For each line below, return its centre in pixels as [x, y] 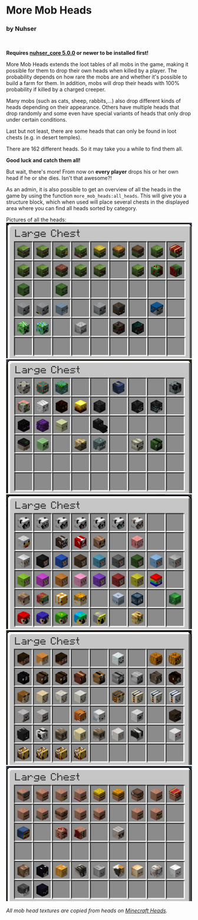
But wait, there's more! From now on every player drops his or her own [92, 172]
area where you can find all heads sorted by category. [72, 208]
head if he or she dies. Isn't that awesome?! [59, 178]
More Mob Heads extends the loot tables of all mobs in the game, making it [97, 64]
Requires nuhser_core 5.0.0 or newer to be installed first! [77, 53]
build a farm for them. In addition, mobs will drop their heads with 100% [93, 83]
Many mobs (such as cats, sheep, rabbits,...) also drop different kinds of [93, 101]
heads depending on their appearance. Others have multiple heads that [93, 107]
